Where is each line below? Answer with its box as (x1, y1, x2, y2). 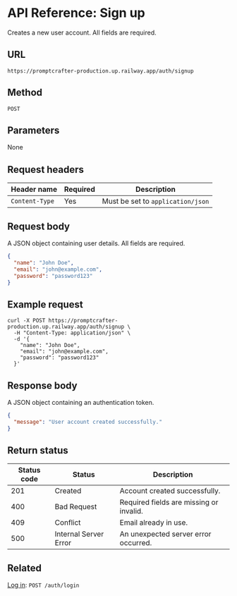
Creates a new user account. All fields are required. (7, 28, 157, 37)
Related (7, 562, 42, 574)
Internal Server (54, 529, 104, 539)
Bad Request (54, 502, 97, 512)
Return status (7, 444, 68, 456)
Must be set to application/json (102, 196, 209, 206)
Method (7, 87, 43, 99)
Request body (7, 220, 71, 232)
